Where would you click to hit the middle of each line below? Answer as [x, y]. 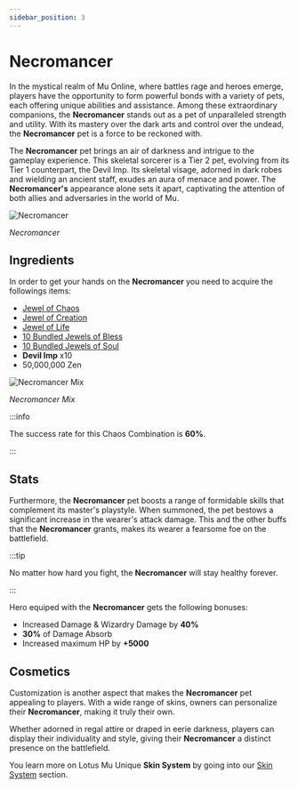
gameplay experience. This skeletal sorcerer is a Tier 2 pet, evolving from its [149, 160]
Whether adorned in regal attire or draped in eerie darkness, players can [142, 729]
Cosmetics [40, 671]
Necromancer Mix [42, 399]
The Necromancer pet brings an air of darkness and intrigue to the [132, 150]
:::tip [17, 556]
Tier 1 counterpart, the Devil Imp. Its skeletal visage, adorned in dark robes [146, 169]
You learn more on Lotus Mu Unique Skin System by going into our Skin [141, 765]
